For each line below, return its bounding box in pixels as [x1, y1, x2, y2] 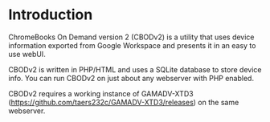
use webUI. [8, 49, 46, 59]
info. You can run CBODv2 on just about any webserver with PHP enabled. [8, 73, 255, 83]
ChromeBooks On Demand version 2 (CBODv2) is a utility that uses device [8, 32, 255, 42]
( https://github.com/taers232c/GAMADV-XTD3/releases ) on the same [8, 97, 239, 107]
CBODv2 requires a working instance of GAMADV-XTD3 [8, 88, 194, 98]
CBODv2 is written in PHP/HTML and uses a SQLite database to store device [8, 64, 262, 74]
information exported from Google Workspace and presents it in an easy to [8, 40, 256, 50]
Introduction [8, 6, 93, 24]
